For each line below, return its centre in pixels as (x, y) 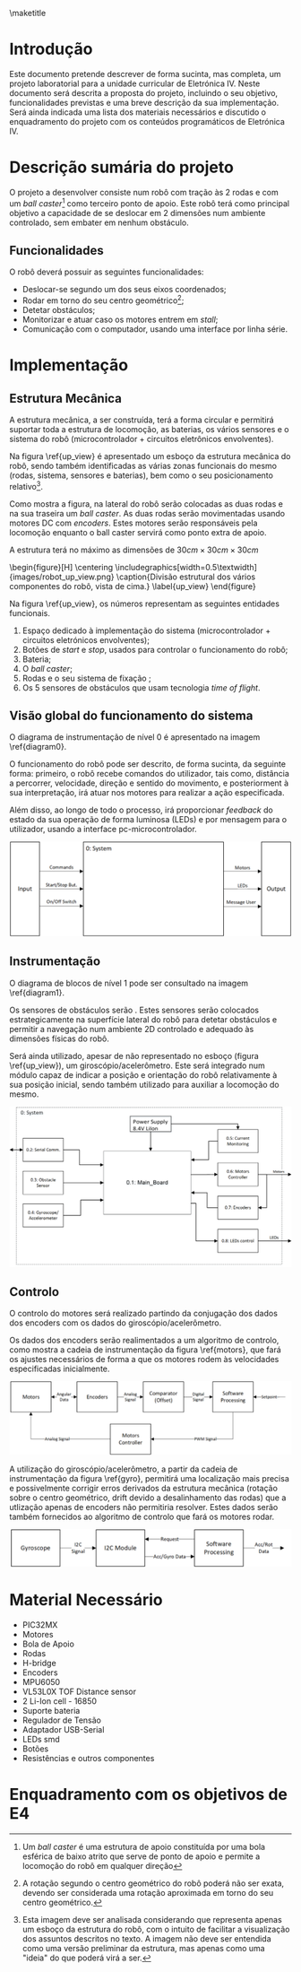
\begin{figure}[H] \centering (61, 567)
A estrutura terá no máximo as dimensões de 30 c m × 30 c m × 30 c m (134, 550)
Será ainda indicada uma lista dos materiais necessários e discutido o (138, 112)
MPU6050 (41, 1681)
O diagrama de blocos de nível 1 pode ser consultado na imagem (129, 983)
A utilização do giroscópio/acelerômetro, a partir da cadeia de (124, 1469)
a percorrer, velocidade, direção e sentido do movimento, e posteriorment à (149, 783)
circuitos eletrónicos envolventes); (86, 639)
